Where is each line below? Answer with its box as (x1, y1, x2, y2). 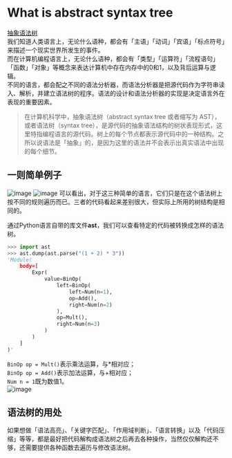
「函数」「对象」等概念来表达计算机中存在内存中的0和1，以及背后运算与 (7, 63, 211, 71)
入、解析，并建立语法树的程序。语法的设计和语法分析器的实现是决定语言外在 (7, 89, 225, 98)
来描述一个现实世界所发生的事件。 (7, 46, 104, 54)
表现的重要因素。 (7, 98, 56, 106)
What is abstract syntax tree (7, 5, 173, 21)
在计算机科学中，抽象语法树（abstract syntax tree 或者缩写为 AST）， (23, 112, 221, 120)
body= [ (19, 263, 39, 270)
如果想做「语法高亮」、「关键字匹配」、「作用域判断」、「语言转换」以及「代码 (7, 426, 219, 434)
